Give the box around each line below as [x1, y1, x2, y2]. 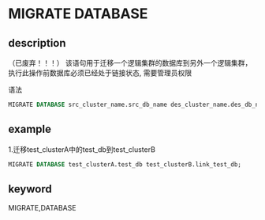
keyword [8, 182, 53, 195]
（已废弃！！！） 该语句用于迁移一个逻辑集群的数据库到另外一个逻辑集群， [8, 59, 252, 67]
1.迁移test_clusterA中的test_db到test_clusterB [8, 144, 156, 154]
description [8, 36, 66, 50]
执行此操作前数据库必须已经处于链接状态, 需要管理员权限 [8, 68, 192, 78]
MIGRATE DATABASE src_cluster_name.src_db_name [8, 101, 168, 108]
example [8, 123, 52, 136]
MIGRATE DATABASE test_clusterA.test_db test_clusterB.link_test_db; [8, 160, 242, 169]
